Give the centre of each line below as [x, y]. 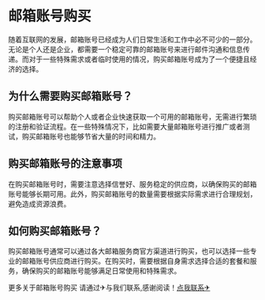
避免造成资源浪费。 [39, 204]
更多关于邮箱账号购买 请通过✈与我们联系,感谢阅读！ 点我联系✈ [109, 287]
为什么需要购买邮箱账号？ [70, 96]
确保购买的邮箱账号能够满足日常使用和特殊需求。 [101, 271]
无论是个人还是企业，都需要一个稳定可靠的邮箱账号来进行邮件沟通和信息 [125, 49]
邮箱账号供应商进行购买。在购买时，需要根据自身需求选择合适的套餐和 [136, 261]
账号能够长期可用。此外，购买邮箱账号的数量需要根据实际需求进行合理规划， [132, 194]
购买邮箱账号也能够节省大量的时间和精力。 [91, 136]
